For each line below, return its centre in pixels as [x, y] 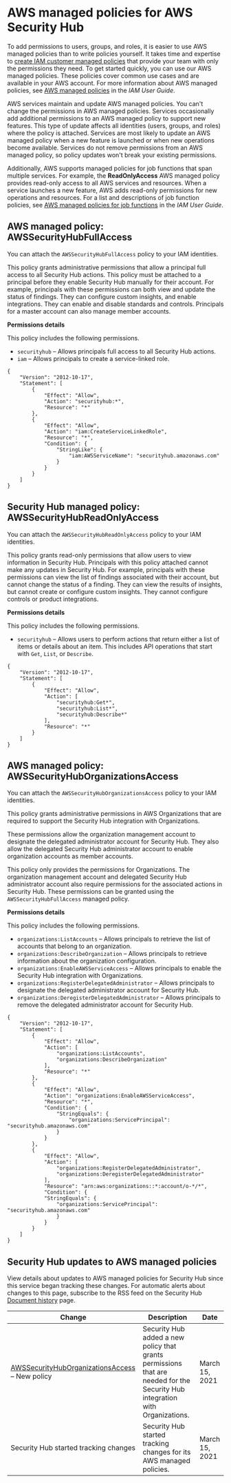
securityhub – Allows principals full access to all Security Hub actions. [117, 351]
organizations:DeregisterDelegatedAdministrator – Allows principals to [119, 998]
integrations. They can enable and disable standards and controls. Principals [115, 304]
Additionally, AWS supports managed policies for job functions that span [110, 168]
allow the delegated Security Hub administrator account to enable [100, 849]
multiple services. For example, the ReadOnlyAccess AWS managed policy [113, 175]
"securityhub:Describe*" [92, 715]
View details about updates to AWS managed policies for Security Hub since [115, 1278]
